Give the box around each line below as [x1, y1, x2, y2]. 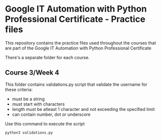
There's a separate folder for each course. [5, 54, 90, 60]
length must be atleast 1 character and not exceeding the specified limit [12, 106, 155, 112]
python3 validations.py [5, 130, 53, 135]
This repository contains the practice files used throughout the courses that [5, 40, 156, 46]
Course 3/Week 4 [5, 69, 60, 77]
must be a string [12, 96, 45, 102]
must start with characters [12, 101, 65, 107]
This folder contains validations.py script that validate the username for [5, 81, 147, 87]
